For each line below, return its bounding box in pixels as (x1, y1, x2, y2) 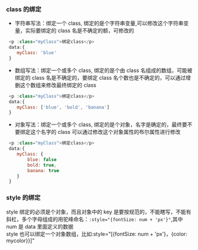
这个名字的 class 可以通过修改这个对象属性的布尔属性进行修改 (30, 129, 181, 136)
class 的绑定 (6, 5, 41, 13)
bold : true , (27, 162, 57, 168)
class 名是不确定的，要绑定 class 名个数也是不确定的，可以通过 (31, 74, 186, 81)
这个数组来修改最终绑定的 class (20, 81, 96, 88)
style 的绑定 (6, 193, 41, 202)
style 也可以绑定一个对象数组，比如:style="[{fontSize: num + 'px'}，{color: (6, 230, 187, 237)
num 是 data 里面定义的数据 (6, 223, 74, 230)
